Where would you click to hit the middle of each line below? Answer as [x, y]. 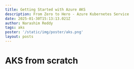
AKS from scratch [42, 61]
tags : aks [15, 28]
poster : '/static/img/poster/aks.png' [44, 32]
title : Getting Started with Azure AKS [45, 9]
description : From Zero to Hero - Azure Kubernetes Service [67, 14]
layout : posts [19, 37]
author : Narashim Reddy [29, 23]
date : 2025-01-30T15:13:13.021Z [38, 18]
